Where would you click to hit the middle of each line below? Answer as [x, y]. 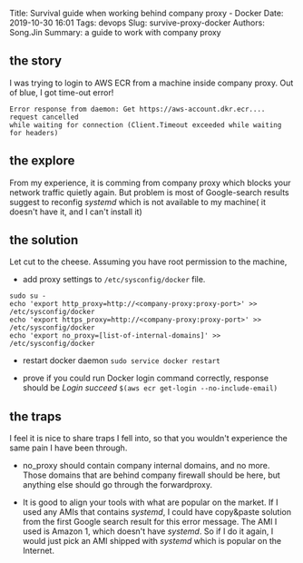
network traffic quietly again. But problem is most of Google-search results [149, 192]
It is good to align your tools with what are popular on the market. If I [150, 502]
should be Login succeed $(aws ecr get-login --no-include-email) [150, 388]
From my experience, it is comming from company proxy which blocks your [150, 183]
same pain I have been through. [68, 448]
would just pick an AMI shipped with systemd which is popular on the [152, 541]
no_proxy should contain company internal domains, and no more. [146, 466]
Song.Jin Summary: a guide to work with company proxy [115, 32]
